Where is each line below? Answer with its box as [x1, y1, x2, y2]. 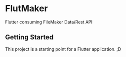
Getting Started [5, 33, 54, 41]
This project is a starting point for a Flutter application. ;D [5, 46, 122, 52]
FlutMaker [5, 3, 48, 14]
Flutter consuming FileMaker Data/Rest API [5, 19, 93, 25]
